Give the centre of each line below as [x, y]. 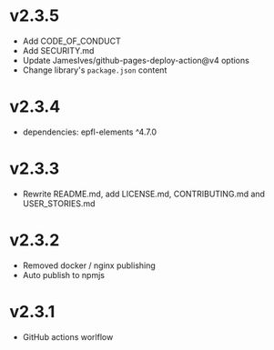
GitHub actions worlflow [68, 336]
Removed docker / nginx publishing [89, 265]
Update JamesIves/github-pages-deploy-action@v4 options [136, 60]
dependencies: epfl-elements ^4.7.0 [90, 132]
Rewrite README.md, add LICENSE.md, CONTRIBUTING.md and [144, 194]
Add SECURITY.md [58, 50]
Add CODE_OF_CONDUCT [71, 41]
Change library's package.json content [95, 70]
